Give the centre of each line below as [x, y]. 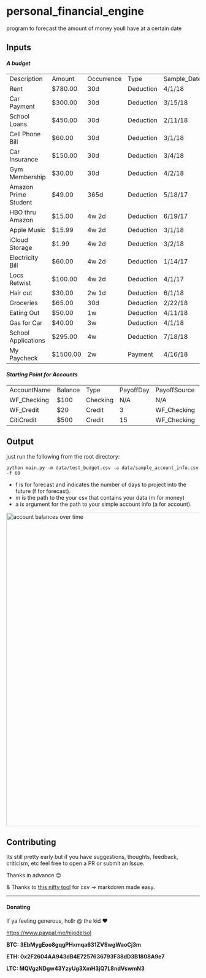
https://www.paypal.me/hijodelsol [49, 933]
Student [21, 202]
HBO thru [23, 212]
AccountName [30, 390]
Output [20, 442]
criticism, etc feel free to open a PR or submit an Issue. [76, 863]
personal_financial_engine [75, 11]
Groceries [24, 303]
